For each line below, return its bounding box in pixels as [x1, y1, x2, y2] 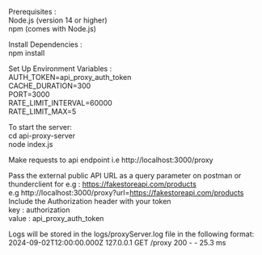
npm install [8, 48, 45, 57]
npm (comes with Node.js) [8, 24, 97, 33]
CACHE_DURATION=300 [8, 81, 91, 90]
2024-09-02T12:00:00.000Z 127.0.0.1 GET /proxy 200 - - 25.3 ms [8, 238, 226, 247]
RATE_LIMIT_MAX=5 [8, 107, 77, 116]
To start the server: [8, 123, 73, 132]
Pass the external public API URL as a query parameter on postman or [8, 171, 242, 180]
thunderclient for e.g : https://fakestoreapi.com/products [8, 179, 196, 189]
